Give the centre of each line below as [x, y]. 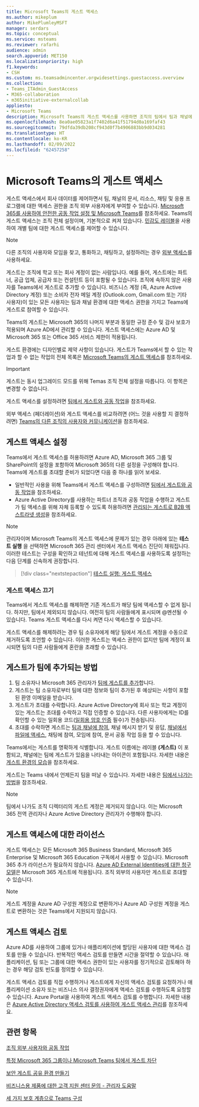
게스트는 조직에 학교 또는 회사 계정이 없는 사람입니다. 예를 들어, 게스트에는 [91, 272]
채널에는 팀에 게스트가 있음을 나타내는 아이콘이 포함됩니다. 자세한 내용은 [106, 755]
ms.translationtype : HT [36, 133]
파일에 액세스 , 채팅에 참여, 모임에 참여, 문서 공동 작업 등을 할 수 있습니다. [98, 735]
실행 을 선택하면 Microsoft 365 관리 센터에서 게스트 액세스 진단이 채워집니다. [101, 546]
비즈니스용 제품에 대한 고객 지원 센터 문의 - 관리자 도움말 [71, 1086]
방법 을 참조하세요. [27, 783]
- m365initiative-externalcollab [47, 100]
